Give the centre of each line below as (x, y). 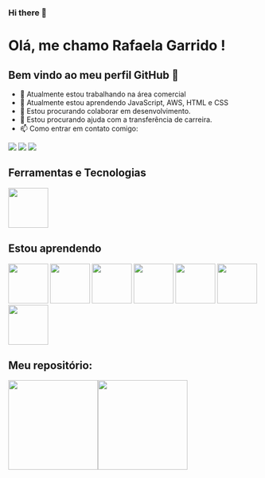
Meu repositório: (51, 365)
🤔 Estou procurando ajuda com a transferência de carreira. (116, 119)
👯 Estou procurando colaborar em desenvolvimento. (105, 111)
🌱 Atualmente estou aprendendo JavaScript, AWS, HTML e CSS (124, 102)
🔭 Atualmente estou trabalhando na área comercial (103, 94)
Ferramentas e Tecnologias (78, 173)
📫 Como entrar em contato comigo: (79, 128)
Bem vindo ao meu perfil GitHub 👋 (94, 75)
